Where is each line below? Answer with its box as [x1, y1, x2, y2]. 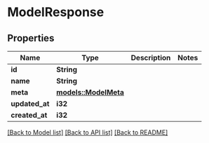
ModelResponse [7, 4, 104, 20]
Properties [7, 32, 55, 44]
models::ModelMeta [55, 88, 125, 97]
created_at [11, 110, 48, 120]
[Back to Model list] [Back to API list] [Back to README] [7, 128, 168, 137]
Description [130, 53, 171, 62]
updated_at [11, 99, 50, 109]
